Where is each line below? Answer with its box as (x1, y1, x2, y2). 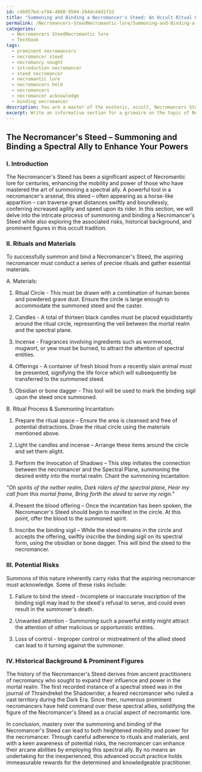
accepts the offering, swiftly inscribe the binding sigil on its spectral (14, 533, 183, 540)
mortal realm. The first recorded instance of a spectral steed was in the (6, 683, 183, 690)
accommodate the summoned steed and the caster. (14, 302, 143, 309)
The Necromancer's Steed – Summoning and (6, 132, 177, 142)
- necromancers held (11, 82, 63, 88)
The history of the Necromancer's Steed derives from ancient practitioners (6, 670, 191, 677)
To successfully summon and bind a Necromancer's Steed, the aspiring (6, 253, 183, 260)
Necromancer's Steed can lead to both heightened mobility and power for (6, 727, 189, 734)
